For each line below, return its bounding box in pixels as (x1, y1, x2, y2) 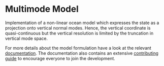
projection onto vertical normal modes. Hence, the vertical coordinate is (5, 25, 151, 31)
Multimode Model (5, 3, 79, 15)
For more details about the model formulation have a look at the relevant (5, 45, 152, 51)
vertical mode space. (5, 35, 48, 41)
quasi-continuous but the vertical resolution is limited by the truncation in (5, 30, 154, 36)
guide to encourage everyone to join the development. (5, 55, 116, 61)
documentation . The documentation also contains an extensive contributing (5, 50, 159, 56)
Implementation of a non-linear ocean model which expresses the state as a (5, 20, 159, 26)
